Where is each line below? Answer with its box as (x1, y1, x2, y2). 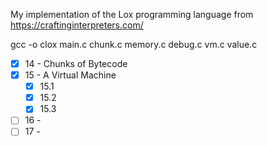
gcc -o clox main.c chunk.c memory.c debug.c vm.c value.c (10, 39, 258, 50)
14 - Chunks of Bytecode (24, 58, 128, 69)
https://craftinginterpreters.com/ (10, 19, 144, 31)
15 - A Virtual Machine (24, 69, 117, 81)
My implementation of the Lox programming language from (10, 9, 254, 20)
